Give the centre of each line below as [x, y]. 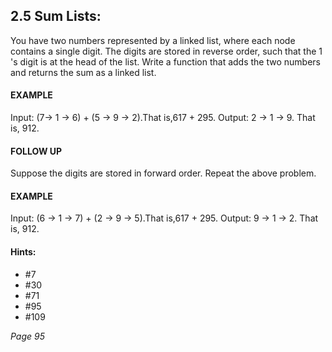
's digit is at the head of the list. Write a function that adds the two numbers [165, 61]
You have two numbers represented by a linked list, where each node [153, 40]
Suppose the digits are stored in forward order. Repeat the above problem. [163, 173]
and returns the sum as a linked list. [83, 72]
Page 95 [28, 336]
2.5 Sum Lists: [56, 16]
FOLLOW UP [36, 151]
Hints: [23, 252]
